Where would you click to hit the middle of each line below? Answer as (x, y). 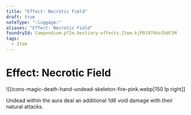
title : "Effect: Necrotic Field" (47, 11)
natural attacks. (25, 106)
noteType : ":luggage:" (34, 22)
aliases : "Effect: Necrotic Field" (50, 28)
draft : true (21, 17)
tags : (13, 39)
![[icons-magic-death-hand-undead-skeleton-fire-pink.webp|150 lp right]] (96, 89)
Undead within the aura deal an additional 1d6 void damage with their (90, 100)
